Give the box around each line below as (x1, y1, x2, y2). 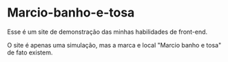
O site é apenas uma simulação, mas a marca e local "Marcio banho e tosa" (7, 41, 222, 49)
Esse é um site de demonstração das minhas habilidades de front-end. (7, 28, 208, 36)
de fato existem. (7, 48, 53, 56)
